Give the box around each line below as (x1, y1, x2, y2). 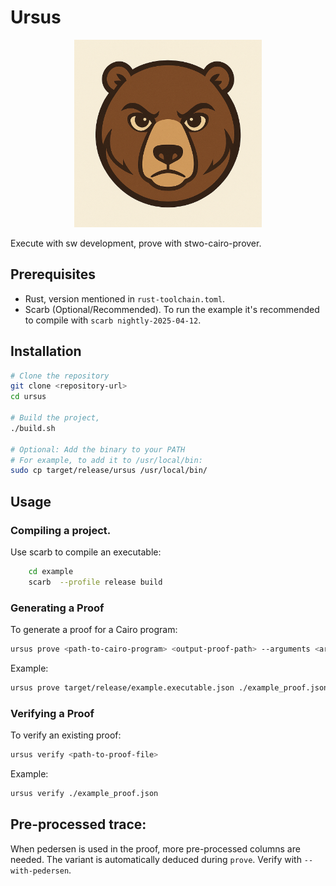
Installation (10, 343, 82, 360)
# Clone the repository (10, 371, 110, 381)
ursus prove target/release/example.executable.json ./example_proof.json (10, 682, 329, 693)
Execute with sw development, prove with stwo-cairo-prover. (10, 237, 262, 249)
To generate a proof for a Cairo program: (10, 624, 178, 636)
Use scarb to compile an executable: (10, 546, 162, 558)
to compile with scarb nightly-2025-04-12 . (24, 314, 202, 326)
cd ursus (10, 392, 47, 402)
